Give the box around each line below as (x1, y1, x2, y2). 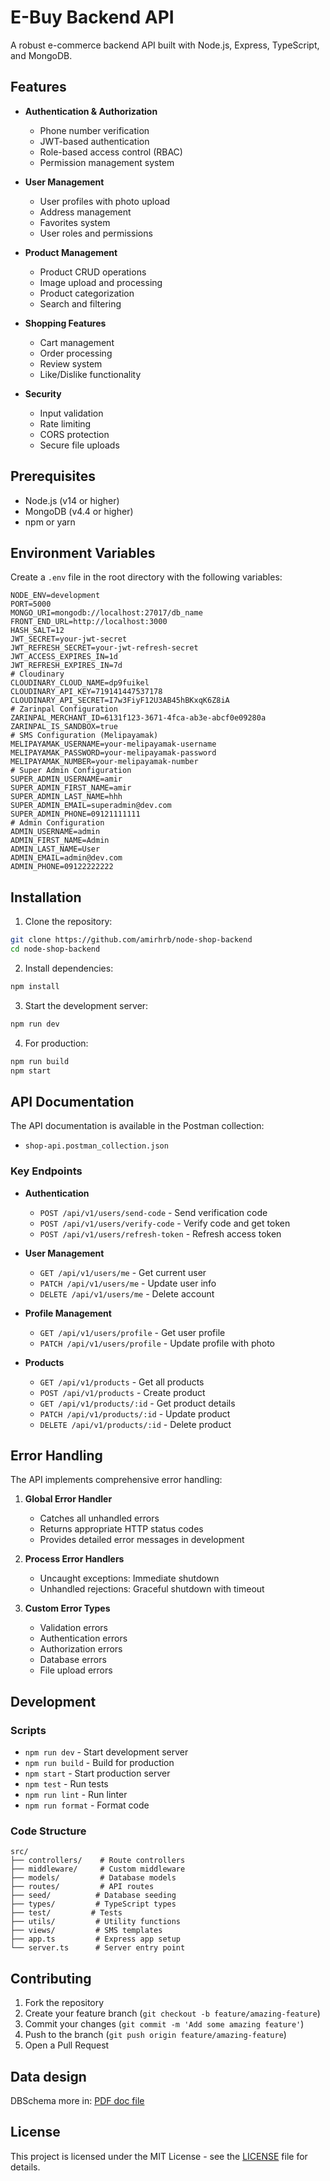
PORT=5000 (10, 599, 52, 610)
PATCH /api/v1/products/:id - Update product (39, 1407, 231, 1420)
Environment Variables (10, 544, 156, 561)
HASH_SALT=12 (10, 626, 65, 636)
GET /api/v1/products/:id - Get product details (39, 1397, 236, 1409)
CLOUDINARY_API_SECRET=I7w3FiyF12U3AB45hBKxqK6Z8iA (10, 696, 230, 706)
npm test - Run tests (24, 1778, 109, 1790)
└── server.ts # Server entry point (10, 1943, 186, 1953)
